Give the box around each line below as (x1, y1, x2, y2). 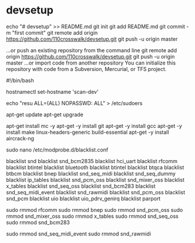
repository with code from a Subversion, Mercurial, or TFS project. (6, 65, 167, 72)
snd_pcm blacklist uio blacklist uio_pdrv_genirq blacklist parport (6, 195, 161, 202)
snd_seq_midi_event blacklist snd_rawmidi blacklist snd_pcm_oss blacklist (6, 188, 186, 195)
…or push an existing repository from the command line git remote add (6, 46, 177, 53)
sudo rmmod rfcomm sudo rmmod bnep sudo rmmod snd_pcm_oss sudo (6, 206, 183, 213)
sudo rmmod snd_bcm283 (6, 218, 70, 226)
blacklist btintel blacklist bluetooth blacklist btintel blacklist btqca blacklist (6, 164, 184, 171)
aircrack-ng (6, 134, 34, 141)
